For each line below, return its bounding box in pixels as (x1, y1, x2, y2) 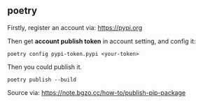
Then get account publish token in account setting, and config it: (7, 37, 196, 45)
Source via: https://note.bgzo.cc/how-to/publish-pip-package (7, 88, 186, 96)
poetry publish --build (7, 76, 77, 83)
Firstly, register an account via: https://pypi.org (7, 23, 143, 31)
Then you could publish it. (7, 62, 83, 71)
